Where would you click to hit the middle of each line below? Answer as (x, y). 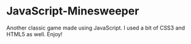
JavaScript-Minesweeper (73, 11)
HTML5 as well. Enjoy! (34, 34)
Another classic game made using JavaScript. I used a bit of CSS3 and (96, 28)
